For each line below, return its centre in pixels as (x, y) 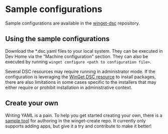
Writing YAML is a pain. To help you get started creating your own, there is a (84, 115)
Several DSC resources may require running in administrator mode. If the (80, 71)
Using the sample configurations (57, 39)
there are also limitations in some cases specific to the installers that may (81, 82)
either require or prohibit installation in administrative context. (69, 87)
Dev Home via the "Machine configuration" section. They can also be (77, 56)
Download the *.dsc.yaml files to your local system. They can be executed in (84, 51)
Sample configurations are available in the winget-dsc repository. (73, 23)
